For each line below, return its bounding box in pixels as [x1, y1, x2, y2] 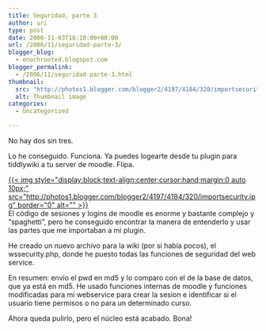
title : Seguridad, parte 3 [8, 11, 97, 20]
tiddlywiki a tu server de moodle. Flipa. [8, 160, 135, 169]
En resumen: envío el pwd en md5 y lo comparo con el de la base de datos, [8, 273, 253, 282]
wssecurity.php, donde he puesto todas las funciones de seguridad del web [8, 249, 256, 258]
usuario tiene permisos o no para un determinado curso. [8, 299, 192, 307]
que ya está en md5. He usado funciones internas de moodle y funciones [8, 282, 248, 291]
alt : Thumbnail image [15, 93, 87, 101]
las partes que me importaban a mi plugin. [8, 226, 146, 234]
